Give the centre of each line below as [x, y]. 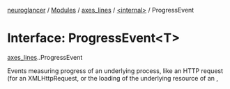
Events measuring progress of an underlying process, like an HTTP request [115, 71]
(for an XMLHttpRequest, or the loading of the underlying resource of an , [113, 78]
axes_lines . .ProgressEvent [45, 57]
